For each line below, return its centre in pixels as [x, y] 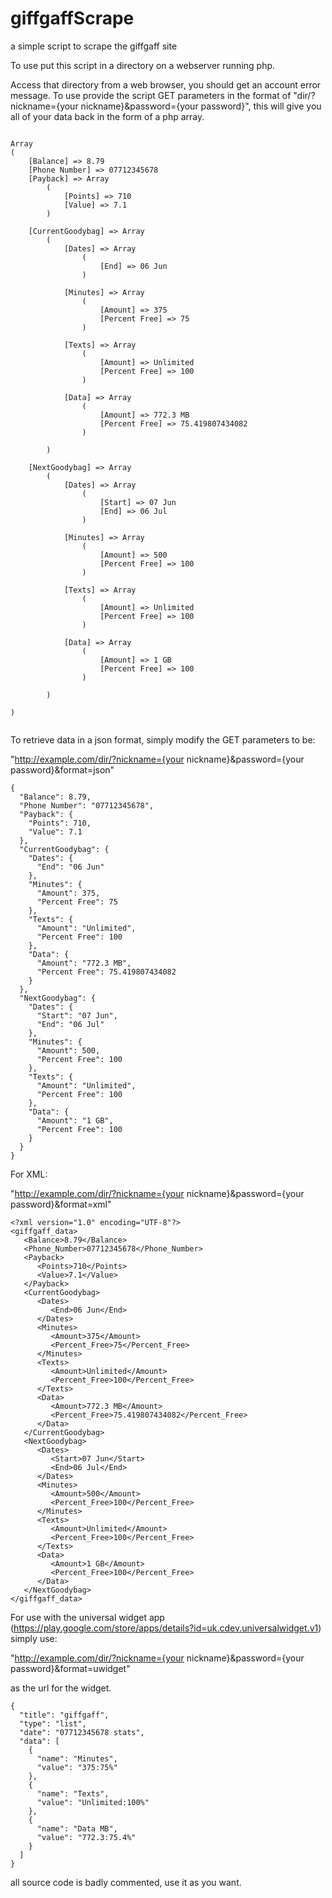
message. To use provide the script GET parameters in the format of [151, 95]
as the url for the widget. [61, 1688]
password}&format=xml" [61, 1204]
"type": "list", [53, 1723]
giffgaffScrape [72, 18]
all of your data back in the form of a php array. [107, 116]
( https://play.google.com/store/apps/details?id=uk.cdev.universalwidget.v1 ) [166, 1628]
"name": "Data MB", [77, 1828]
